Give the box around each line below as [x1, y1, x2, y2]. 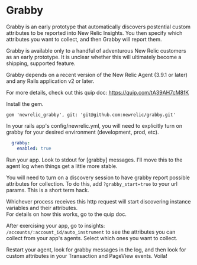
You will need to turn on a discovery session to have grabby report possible [6, 174, 190, 181]
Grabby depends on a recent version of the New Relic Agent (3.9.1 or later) [6, 71, 188, 78]
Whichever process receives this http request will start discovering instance [6, 198, 191, 205]
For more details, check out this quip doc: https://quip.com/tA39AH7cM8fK [6, 89, 189, 96]
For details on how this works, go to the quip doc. [6, 211, 127, 218]
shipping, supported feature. [6, 60, 76, 67]
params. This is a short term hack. [6, 186, 90, 193]
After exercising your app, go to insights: [6, 222, 105, 229]
